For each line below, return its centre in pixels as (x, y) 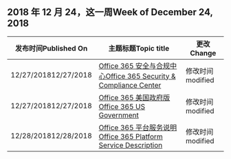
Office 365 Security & (141, 76)
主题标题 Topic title (139, 48)
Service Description (131, 145)
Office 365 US (122, 106)
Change (203, 53)
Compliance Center (130, 85)
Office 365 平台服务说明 (138, 127)
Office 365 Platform (131, 136)
